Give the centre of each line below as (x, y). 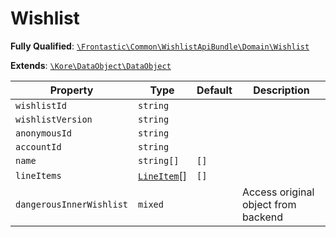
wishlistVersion (54, 119)
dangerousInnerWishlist (72, 204)
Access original (278, 192)
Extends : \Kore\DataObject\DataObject (91, 65)
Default (214, 90)
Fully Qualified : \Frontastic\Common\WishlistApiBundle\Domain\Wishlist (160, 46)
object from (269, 204)
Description (281, 90)
